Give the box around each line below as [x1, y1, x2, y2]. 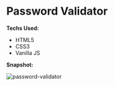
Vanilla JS [15, 49, 40, 56]
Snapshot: [6, 61, 34, 68]
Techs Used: [6, 24, 39, 32]
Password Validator [6, 4, 108, 18]
